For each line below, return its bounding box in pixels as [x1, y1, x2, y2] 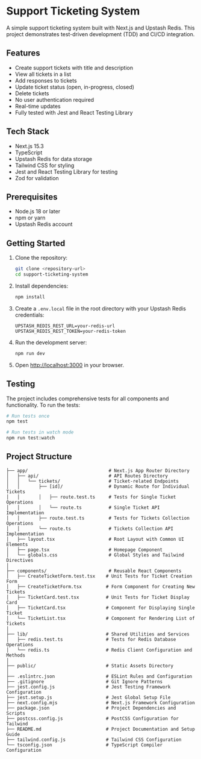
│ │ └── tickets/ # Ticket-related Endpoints [6, 478, 179, 484]
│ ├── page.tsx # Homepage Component [6, 547, 163, 553]
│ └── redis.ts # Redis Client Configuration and [6, 647, 193, 653]
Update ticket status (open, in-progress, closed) [14, 83, 134, 90]
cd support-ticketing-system [14, 271, 88, 278]
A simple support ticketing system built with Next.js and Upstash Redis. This [6, 24, 195, 31]
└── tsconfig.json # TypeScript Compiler [6, 742, 163, 748]
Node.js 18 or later [14, 208, 61, 215]
